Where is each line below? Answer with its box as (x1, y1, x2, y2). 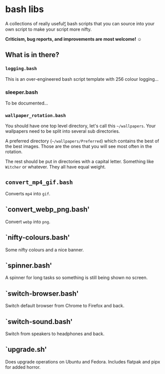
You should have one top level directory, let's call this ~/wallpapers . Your (5, 123, 156, 129)
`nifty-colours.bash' (5, 233, 70, 242)
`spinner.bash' (5, 261, 52, 270)
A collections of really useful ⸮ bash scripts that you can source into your (5, 20, 155, 26)
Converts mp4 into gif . (5, 191, 51, 197)
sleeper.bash (5, 88, 38, 95)
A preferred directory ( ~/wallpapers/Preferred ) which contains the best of (5, 138, 159, 144)
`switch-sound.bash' (5, 317, 73, 326)
